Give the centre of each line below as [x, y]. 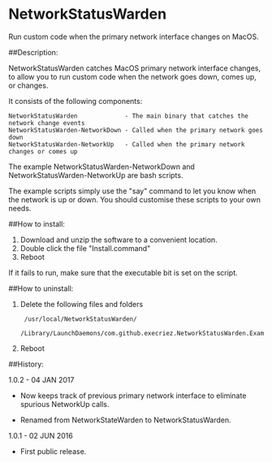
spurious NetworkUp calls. [65, 404]
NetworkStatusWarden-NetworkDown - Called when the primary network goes [136, 130]
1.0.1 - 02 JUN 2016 [41, 435]
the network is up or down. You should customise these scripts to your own [135, 199]
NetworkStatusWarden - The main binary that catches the [129, 116]
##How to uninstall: [41, 288]
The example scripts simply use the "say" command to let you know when [132, 191]
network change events [47, 123]
